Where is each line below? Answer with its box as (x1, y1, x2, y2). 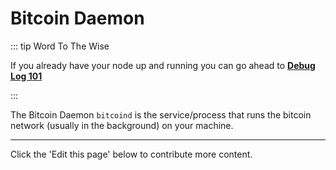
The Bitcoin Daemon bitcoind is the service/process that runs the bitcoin (10, 108, 312, 121)
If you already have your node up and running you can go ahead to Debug (10, 59, 316, 71)
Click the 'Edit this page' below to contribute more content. (10, 148, 253, 160)
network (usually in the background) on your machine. (10, 119, 234, 131)
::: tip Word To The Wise (10, 40, 110, 52)
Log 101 (10, 70, 43, 82)
